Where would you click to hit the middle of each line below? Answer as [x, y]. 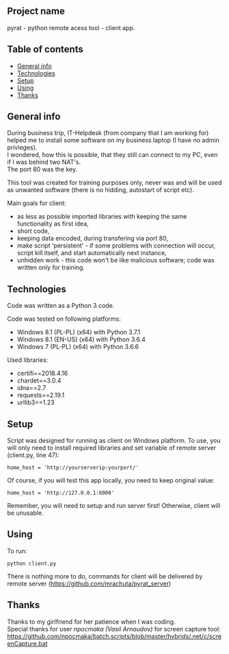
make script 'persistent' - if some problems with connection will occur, [116, 245]
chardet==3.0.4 [39, 380]
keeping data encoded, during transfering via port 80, [93, 239]
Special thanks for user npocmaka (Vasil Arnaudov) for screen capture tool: [114, 629]
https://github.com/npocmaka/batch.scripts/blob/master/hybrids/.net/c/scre [114, 636]
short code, [33, 231]
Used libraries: [28, 360]
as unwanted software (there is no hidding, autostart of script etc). [101, 190]
